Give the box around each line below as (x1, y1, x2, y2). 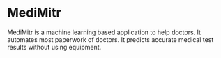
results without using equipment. (7, 43, 102, 51)
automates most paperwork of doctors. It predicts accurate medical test (7, 35, 214, 43)
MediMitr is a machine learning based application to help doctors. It (7, 28, 201, 36)
